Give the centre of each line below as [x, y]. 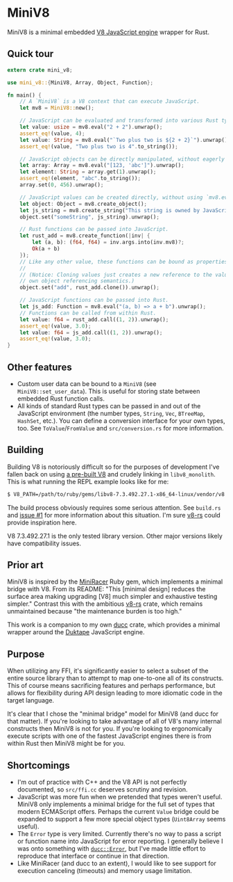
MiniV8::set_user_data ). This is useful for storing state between [109, 391]
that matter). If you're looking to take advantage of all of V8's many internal [114, 721]
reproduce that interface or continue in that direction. [93, 856]
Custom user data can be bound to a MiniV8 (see [87, 383]
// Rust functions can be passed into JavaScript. [94, 230]
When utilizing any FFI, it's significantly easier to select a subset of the [108, 671]
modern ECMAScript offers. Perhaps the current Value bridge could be [118, 812]
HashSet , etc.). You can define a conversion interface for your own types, [121, 420]
